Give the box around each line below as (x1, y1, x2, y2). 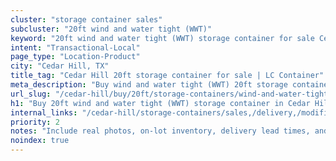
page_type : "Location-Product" (10, 52, 141, 62)
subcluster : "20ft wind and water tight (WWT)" (10, 24, 213, 34)
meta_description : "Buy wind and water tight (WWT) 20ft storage (10, 80, 288, 90)
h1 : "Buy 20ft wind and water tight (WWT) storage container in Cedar (10, 98, 311, 108)
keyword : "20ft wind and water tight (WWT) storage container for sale (10, 33, 315, 43)
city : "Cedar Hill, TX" (10, 61, 110, 71)
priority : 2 (10, 117, 60, 127)
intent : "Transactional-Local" (10, 42, 141, 53)
